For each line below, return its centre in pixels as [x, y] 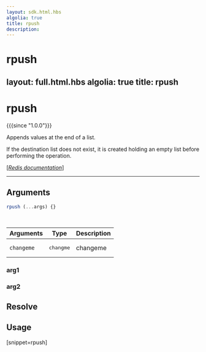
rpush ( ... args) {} [31, 207]
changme [59, 248]
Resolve [22, 306]
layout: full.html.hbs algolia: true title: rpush [93, 82]
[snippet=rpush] [27, 342]
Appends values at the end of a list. [51, 137]
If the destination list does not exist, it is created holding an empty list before [103, 149]
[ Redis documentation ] [35, 167]
